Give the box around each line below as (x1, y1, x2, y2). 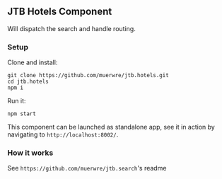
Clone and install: (7, 58, 58, 67)
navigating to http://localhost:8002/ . (7, 130, 119, 139)
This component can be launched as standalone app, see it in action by (7, 123, 216, 132)
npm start (7, 110, 37, 117)
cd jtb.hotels (7, 78, 49, 86)
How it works (7, 148, 54, 158)
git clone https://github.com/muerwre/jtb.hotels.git (7, 72, 170, 79)
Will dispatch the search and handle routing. (7, 24, 136, 33)
